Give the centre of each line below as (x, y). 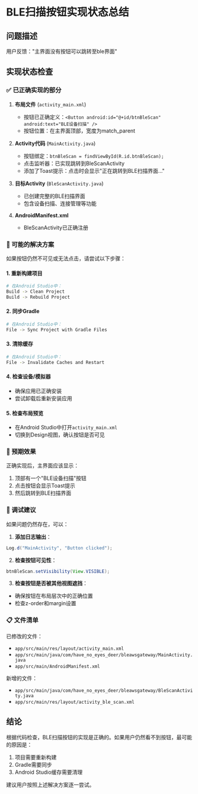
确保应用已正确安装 (38, 391)
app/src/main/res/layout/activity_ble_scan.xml (74, 702)
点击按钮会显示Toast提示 (45, 486)
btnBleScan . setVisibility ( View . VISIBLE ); (58, 571)
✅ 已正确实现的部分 (34, 90)
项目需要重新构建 (36, 757)
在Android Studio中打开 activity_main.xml (66, 428)
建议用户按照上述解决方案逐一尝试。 (50, 784)
